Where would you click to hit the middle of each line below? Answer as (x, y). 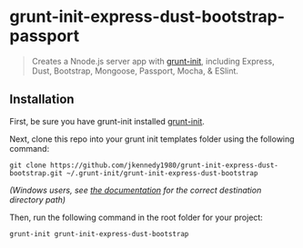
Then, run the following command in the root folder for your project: (136, 217)
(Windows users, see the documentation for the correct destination (136, 190)
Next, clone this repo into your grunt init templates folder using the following (152, 139)
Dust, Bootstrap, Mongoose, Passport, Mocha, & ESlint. (135, 71)
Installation (42, 99)
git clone (28, 165)
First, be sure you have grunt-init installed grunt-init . (107, 121)
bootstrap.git (36, 173)
